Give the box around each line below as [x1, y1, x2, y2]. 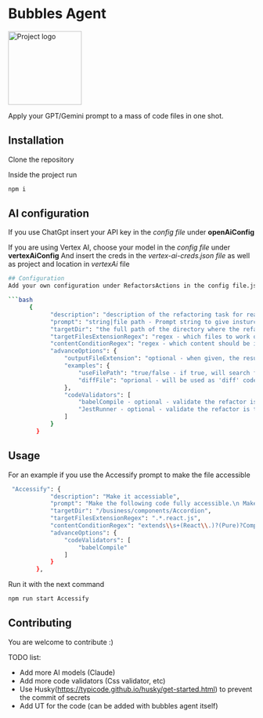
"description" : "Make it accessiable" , [49, 492, 180, 501]
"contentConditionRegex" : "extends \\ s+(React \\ [49, 522, 209, 530]
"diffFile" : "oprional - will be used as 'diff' [77, 376, 240, 385]
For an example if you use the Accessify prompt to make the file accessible [8, 470, 250, 479]
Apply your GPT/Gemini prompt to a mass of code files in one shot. [8, 111, 225, 120]
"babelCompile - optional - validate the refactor [77, 398, 247, 406]
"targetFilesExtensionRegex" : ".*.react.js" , [49, 515, 201, 523]
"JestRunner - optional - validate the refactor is [77, 406, 250, 414]
